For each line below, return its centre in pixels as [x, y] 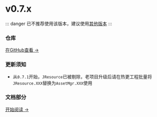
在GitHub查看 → [22, 50]
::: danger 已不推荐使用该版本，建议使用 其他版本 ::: [59, 23]
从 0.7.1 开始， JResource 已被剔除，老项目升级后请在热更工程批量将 [82, 76]
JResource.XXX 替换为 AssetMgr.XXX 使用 [53, 83]
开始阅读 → [17, 109]
